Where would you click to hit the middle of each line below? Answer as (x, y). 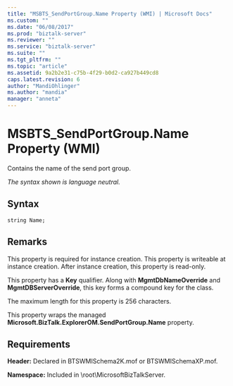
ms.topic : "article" (38, 66)
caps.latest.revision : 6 (44, 79)
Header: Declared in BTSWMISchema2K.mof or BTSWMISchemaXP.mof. (113, 361)
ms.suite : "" (26, 54)
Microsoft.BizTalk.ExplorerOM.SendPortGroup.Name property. (101, 322)
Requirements (39, 344)
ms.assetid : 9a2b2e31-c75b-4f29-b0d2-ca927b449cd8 (83, 73)
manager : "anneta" (34, 99)
